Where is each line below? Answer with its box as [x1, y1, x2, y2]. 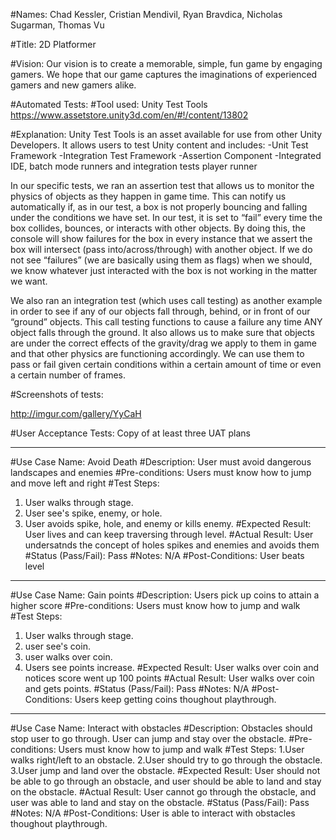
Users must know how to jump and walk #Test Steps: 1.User [58, 744, 305, 755]
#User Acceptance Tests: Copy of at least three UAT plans [10, 427, 251, 439]
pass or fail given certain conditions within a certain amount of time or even [10, 359, 322, 370]
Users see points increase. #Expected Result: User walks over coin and [24, 662, 320, 673]
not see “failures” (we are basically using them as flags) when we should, [10, 254, 313, 266]
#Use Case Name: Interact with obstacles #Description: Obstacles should [10, 722, 313, 734]
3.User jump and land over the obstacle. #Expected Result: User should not [10, 765, 321, 776]
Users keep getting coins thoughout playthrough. [74, 694, 277, 705]
